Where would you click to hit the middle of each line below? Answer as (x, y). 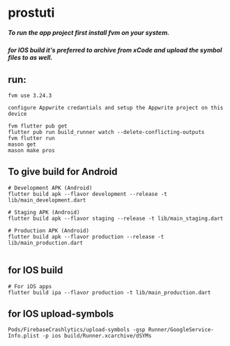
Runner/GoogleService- (181, 330)
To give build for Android (63, 172)
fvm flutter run (31, 138)
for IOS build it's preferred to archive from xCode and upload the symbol (115, 50)
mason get (22, 144)
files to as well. (30, 58)
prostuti (31, 13)
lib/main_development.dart (47, 200)
